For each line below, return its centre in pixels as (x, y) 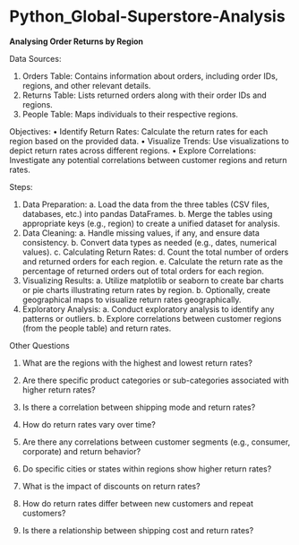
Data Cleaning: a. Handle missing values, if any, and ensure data (141, 233)
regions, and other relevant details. (86, 85)
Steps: (21, 186)
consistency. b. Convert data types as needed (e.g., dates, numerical (149, 242)
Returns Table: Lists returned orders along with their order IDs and (144, 95)
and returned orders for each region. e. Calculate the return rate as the (153, 261)
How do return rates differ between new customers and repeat (137, 503)
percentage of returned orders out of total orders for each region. (143, 271)
